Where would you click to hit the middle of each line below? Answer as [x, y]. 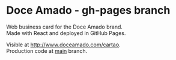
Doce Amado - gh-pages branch [88, 10]
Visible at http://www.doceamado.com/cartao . [64, 45]
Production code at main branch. [47, 50]
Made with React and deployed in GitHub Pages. [66, 33]
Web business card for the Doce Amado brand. [65, 27]
